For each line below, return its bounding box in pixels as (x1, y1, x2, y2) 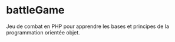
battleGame (6, 3, 65, 17)
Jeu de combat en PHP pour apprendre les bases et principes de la (6, 23, 170, 30)
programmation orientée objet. (6, 29, 81, 36)
